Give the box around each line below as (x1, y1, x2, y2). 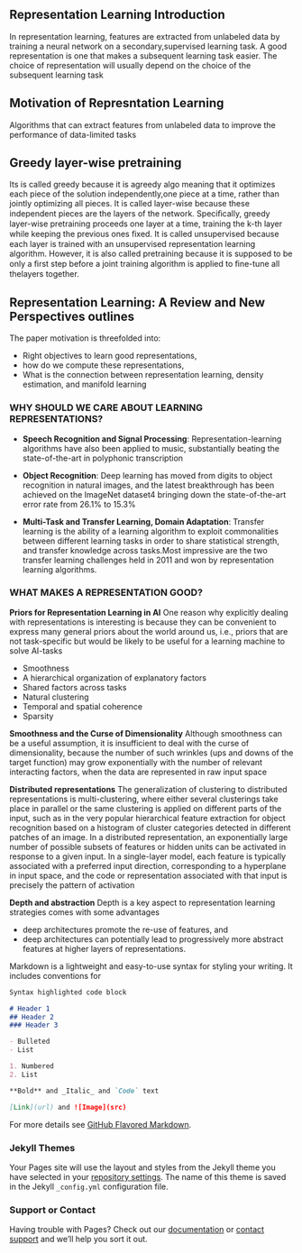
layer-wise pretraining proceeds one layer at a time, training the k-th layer (9, 218, 283, 229)
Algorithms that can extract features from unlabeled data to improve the (9, 119, 277, 130)
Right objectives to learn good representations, (22, 351, 197, 361)
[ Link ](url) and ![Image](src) (9, 1102, 127, 1111)
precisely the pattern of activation (9, 879, 135, 891)
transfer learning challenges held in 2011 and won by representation (22, 554, 275, 565)
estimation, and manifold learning (22, 379, 147, 390)
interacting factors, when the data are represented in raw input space (9, 766, 268, 777)
